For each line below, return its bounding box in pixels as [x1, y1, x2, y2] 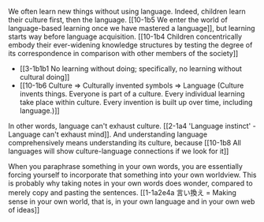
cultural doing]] [19, 73, 70, 81]
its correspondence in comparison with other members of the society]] [8, 49, 239, 58]
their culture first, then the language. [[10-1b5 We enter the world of [8, 15, 229, 24]
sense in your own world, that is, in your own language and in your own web [8, 197, 255, 206]
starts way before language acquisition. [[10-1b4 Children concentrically [8, 32, 243, 41]
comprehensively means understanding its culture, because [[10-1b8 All [8, 138, 242, 147]
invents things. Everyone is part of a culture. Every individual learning [19, 89, 245, 98]
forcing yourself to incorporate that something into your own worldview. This [8, 170, 257, 179]
